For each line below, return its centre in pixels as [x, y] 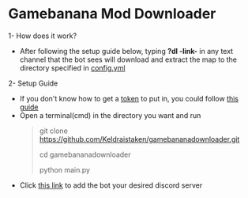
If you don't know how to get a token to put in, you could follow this [129, 98]
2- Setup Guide [33, 83]
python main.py [65, 169]
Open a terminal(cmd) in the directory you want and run [110, 115]
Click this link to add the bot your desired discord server [111, 185]
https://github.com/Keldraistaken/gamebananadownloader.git [139, 139]
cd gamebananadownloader [85, 154]
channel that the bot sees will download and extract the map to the [128, 59]
